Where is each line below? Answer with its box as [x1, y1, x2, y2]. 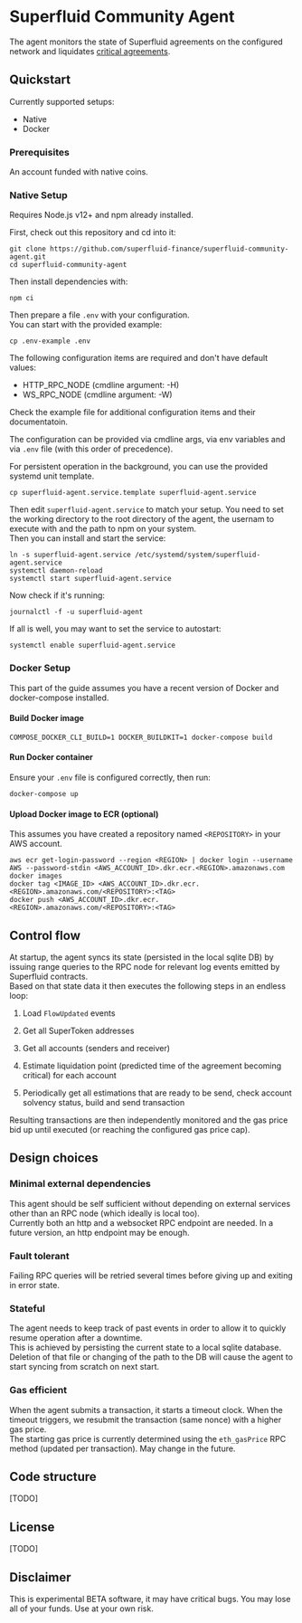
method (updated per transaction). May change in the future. [9, 1443, 236, 1454]
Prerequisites [9, 146, 70, 158]
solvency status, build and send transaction [22, 1097, 185, 1108]
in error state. [9, 1280, 61, 1291]
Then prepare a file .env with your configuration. [9, 309, 190, 320]
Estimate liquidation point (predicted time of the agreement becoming [22, 1060, 282, 1071]
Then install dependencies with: [9, 276, 128, 287]
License [9, 1519, 55, 1534]
